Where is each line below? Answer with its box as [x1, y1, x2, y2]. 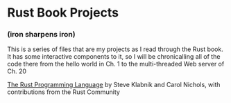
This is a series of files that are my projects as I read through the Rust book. [7, 45, 223, 53]
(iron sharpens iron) [7, 30, 76, 39]
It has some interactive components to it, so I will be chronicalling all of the [7, 53, 221, 61]
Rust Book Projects [7, 5, 119, 21]
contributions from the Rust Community [7, 88, 120, 96]
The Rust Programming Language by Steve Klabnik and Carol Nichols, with [7, 81, 221, 89]
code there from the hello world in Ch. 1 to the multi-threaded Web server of [7, 60, 225, 68]
